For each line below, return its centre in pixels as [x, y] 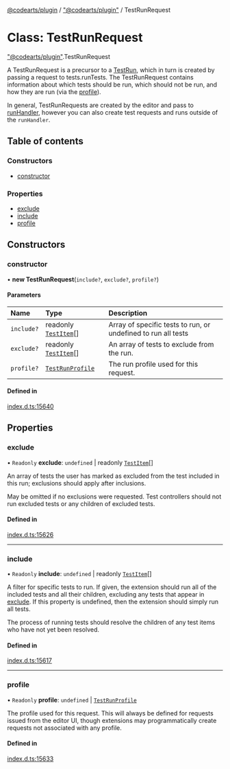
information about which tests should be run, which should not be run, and [112, 84]
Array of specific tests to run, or [159, 324]
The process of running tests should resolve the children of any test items [111, 622]
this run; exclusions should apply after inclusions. [77, 483]
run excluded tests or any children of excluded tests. [81, 503]
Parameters [24, 295]
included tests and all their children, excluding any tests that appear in [106, 595]
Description [128, 313]
